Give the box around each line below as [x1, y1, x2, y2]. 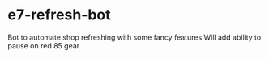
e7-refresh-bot [7, 6, 111, 24]
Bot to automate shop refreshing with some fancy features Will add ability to [7, 32, 262, 42]
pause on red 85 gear [7, 40, 80, 50]
